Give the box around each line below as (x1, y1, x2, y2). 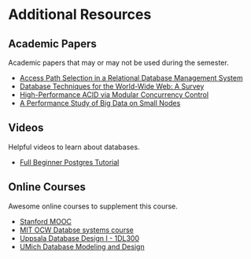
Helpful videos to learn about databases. (8, 142, 140, 152)
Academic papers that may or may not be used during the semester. (8, 58, 230, 67)
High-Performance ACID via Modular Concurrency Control (19, 90, 209, 99)
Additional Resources (8, 6, 152, 24)
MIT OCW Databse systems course (19, 225, 134, 235)
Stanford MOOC (19, 216, 72, 226)
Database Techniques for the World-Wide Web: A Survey (19, 81, 205, 91)
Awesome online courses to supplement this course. (8, 201, 179, 211)
